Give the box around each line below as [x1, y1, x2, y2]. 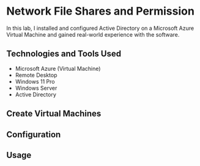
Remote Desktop [15, 71, 57, 79]
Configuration [6, 129, 61, 140]
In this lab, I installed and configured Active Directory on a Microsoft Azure [6, 24, 194, 32]
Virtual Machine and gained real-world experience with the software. [6, 31, 180, 38]
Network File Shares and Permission [6, 4, 194, 18]
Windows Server [15, 84, 57, 92]
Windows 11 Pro [15, 78, 55, 85]
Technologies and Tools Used [6, 49, 121, 59]
